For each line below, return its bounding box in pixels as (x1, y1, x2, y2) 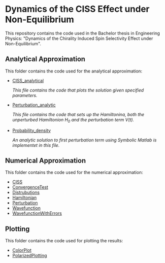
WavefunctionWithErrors (12, 210, 62, 216)
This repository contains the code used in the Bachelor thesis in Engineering (5, 30, 160, 36)
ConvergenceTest (12, 184, 48, 190)
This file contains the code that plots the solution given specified (12, 87, 144, 93)
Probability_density (12, 127, 51, 133)
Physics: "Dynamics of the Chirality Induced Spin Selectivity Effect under (5, 35, 153, 41)
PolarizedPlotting (12, 253, 47, 259)
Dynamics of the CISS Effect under (5, 3, 150, 15)
